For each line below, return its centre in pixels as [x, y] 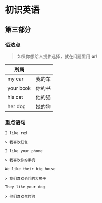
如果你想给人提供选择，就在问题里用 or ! [57, 56]
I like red [16, 133]
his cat [15, 97]
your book [19, 88]
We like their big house [30, 169]
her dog [17, 106]
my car [15, 79]
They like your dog [25, 187]
